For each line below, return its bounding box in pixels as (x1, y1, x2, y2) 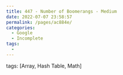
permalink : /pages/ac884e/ (6, 19, 72, 25)
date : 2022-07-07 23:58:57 (6, 14, 72, 20)
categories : (6, 24, 35, 31)
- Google (11, 30, 33, 36)
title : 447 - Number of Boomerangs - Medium (6, 8, 117, 15)
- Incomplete (11, 35, 44, 41)
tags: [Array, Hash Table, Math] (6, 62, 82, 69)
